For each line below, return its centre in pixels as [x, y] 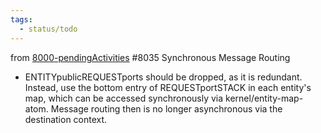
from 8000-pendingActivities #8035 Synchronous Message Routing [150, 57]
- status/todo [48, 29]
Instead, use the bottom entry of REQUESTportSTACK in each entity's [168, 87]
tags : [21, 19]
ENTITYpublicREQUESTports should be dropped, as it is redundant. [163, 77]
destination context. [66, 119]
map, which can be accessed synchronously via [124, 98]
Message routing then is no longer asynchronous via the [166, 108]
